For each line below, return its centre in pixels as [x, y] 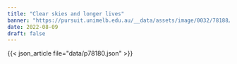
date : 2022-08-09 [33, 27]
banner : [19, 20]
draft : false [26, 33]
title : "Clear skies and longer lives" [66, 14]
